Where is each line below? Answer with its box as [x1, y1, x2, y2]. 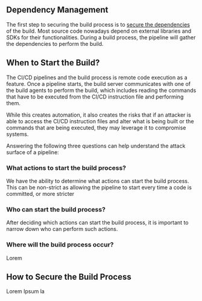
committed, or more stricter [6, 190, 75, 197]
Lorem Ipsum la [6, 288, 45, 295]
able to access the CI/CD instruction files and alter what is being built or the [6, 117, 194, 125]
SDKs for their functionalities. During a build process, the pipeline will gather [6, 33, 196, 41]
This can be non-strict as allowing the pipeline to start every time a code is [6, 184, 192, 191]
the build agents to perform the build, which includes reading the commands [6, 86, 197, 94]
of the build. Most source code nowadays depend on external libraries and [6, 27, 192, 34]
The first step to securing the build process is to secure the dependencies [6, 21, 190, 28]
